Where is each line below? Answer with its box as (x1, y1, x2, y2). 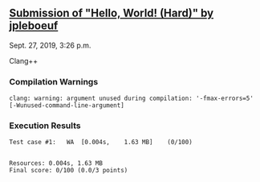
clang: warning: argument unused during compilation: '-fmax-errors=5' (9, 94, 254, 103)
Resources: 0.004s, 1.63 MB (9, 159, 104, 168)
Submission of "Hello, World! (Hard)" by (9, 6, 214, 20)
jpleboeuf (9, 19, 59, 33)
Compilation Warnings (9, 76, 99, 87)
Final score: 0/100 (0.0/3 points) (9, 167, 128, 175)
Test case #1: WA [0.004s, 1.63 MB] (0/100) (9, 139, 193, 147)
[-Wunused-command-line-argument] (9, 101, 125, 110)
